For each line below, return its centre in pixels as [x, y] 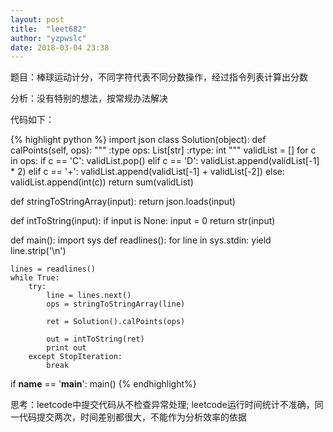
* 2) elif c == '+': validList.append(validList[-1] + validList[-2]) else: [148, 172]
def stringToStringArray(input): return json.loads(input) [123, 202]
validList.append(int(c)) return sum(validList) [102, 182]
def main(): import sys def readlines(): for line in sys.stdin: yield [141, 240]
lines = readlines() [53, 269]
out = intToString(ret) [95, 339]
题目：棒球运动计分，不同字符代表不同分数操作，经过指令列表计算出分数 [159, 77]
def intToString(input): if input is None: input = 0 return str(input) [143, 221]
